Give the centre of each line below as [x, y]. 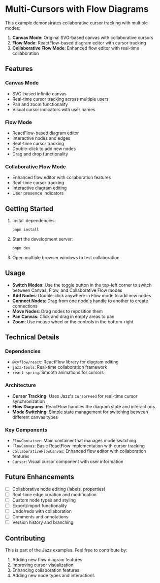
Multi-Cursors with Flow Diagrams [77, 9]
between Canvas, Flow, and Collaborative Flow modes [67, 290]
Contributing [25, 538]
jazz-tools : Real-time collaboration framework [60, 367]
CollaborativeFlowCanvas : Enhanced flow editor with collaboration [79, 451]
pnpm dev [21, 248]
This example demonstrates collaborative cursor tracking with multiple [77, 23]
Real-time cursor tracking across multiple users [60, 99]
